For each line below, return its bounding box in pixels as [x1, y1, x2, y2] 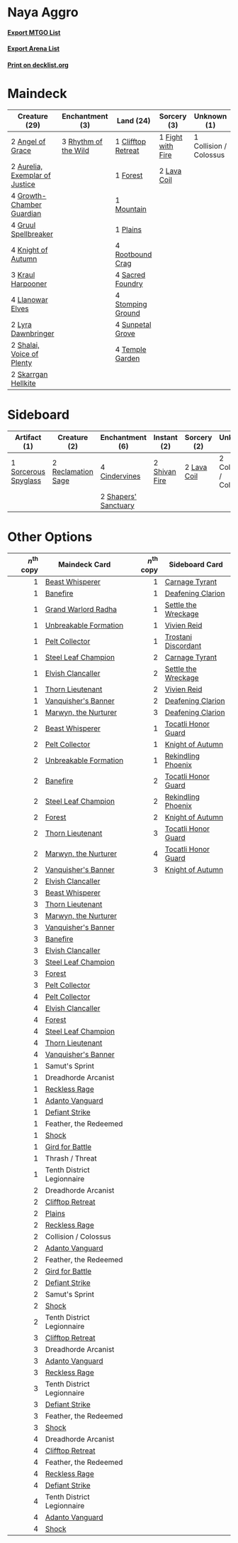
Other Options [7, 529, 93, 545]
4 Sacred [115, 269, 146, 279]
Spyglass [11, 475, 41, 485]
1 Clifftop [115, 136, 147, 146]
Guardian [11, 208, 42, 218]
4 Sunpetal [115, 319, 152, 329]
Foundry [115, 279, 143, 289]
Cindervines [100, 471, 141, 480]
